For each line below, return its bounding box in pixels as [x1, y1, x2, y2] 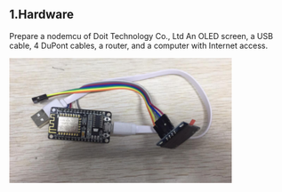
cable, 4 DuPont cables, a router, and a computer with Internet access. [9, 40, 269, 51]
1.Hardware [9, 7, 74, 22]
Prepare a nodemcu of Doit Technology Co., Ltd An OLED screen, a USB [9, 30, 274, 41]
